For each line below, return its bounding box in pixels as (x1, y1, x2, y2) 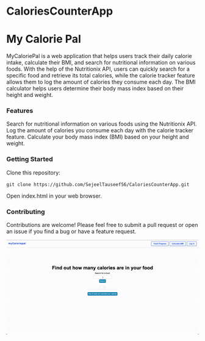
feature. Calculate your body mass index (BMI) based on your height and (6, 133, 189, 141)
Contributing (6, 207, 45, 216)
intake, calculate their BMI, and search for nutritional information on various (6, 59, 196, 66)
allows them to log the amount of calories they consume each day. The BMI (6, 78, 196, 86)
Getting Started (6, 155, 53, 163)
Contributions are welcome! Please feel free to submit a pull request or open (6, 221, 198, 229)
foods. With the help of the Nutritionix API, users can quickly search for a (6, 65, 190, 73)
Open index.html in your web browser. (6, 192, 102, 199)
